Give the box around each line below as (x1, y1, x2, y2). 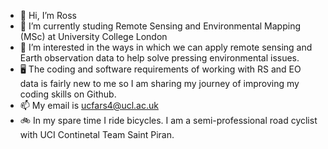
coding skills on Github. (19, 88, 117, 100)
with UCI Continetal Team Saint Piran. (19, 129, 175, 140)
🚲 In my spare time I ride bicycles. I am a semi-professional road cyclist (19, 115, 318, 126)
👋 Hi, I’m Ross (19, 10, 77, 21)
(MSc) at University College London (19, 31, 168, 42)
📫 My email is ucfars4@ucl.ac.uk (19, 100, 159, 111)
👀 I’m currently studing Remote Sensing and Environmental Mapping (19, 20, 302, 32)
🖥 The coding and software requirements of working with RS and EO (19, 63, 302, 75)
